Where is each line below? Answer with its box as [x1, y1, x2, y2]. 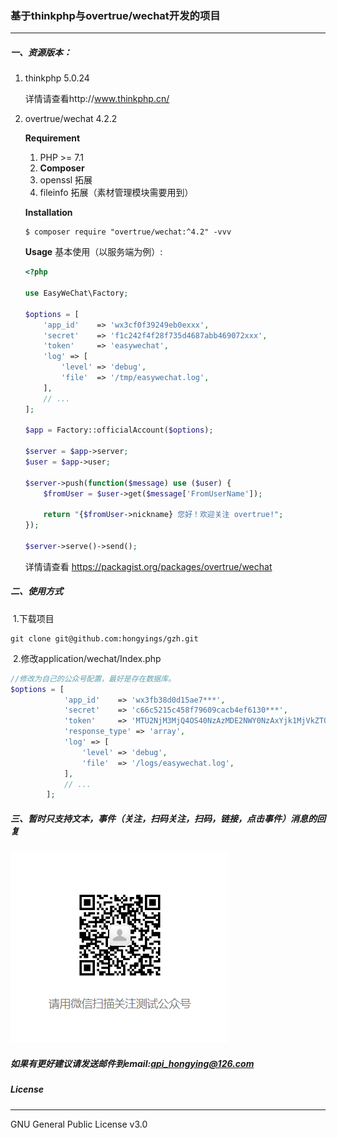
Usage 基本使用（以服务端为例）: [24, 246, 163, 258]
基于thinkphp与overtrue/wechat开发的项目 [10, 8, 221, 22]
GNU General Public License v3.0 [10, 1118, 148, 1130]
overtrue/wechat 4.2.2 [24, 113, 118, 125]
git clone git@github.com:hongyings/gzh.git [10, 633, 199, 644]
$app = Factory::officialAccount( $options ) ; [24, 425, 214, 436]
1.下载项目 [12, 612, 55, 624]
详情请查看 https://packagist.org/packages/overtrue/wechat [24, 560, 273, 572]
